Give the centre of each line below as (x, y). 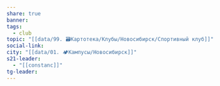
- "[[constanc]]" (38, 65)
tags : (14, 26)
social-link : (25, 46)
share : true (24, 14)
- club (22, 33)
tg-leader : (22, 71)
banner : (18, 20)
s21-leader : (24, 59)
